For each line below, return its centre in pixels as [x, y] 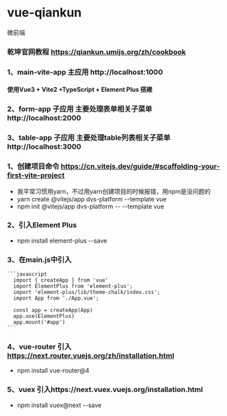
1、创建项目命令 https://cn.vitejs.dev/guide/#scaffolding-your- [113, 167]
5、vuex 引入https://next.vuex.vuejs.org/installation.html [105, 390]
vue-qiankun [44, 13]
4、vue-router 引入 [39, 347]
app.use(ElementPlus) [44, 317]
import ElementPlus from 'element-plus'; [73, 286]
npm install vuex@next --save [59, 405]
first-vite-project [36, 175]
